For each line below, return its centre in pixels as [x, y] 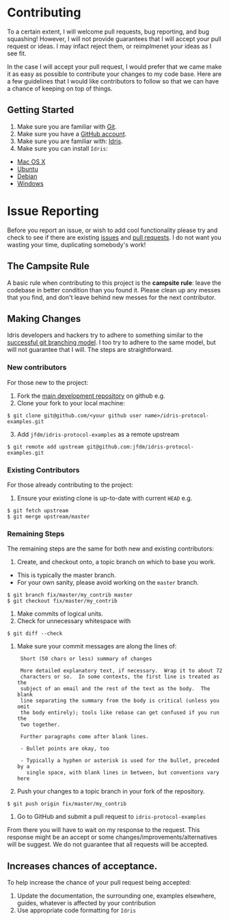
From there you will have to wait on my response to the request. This [104, 830]
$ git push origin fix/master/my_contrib [67, 804]
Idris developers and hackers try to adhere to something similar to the [105, 335]
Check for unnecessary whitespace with [74, 621]
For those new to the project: [48, 382]
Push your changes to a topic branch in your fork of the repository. [111, 792]
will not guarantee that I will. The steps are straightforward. [90, 350]
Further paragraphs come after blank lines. [84, 737]
